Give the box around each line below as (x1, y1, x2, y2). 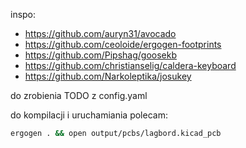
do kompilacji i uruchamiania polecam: (10, 109, 168, 121)
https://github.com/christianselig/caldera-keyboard (24, 60, 237, 71)
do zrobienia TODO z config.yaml (10, 90, 148, 101)
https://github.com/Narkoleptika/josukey (24, 70, 192, 82)
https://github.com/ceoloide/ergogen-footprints (24, 39, 222, 50)
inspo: (10, 9, 37, 20)
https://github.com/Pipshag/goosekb (24, 49, 177, 61)
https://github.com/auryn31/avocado (24, 28, 177, 39)
